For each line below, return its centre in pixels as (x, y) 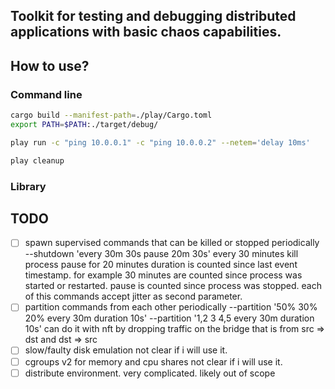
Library (28, 186)
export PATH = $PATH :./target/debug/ (84, 124)
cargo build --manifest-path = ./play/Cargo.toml (111, 115)
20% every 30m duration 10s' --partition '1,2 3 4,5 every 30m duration (169, 318)
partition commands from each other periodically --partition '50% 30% (171, 307)
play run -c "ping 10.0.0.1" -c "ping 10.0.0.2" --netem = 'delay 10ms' (160, 142)
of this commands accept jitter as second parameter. (133, 296)
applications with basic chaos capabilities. (146, 32)
